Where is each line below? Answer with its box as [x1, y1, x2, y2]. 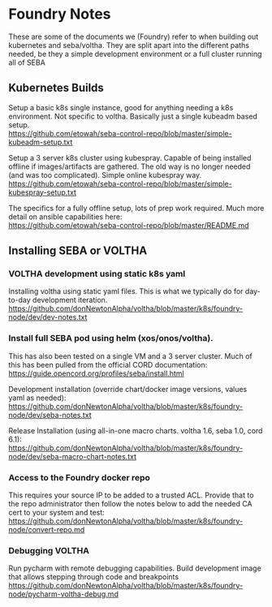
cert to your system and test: [8, 508, 106, 518]
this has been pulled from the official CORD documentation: [8, 359, 208, 369]
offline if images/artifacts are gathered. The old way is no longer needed [8, 161, 251, 171]
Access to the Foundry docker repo [8, 471, 150, 483]
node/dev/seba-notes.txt [8, 410, 92, 420]
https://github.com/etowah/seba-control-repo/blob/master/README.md [8, 220, 249, 230]
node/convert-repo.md [8, 525, 85, 535]
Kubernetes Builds [8, 81, 104, 95]
